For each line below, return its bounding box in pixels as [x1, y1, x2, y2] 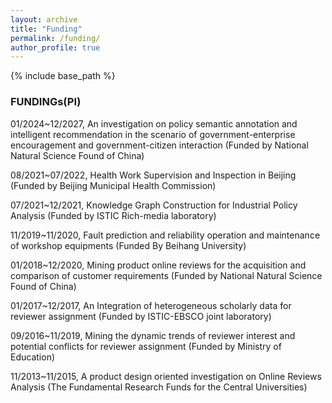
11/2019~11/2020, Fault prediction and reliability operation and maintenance [10, 229, 321, 241]
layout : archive [10, 14, 78, 25]
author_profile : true [10, 42, 101, 53]
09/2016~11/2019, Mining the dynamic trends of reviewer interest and [10, 329, 296, 341]
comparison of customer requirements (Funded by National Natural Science [10, 269, 323, 281]
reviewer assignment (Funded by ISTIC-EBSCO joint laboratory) [10, 310, 272, 322]
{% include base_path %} [10, 70, 116, 82]
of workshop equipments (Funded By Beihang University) [10, 239, 247, 251]
